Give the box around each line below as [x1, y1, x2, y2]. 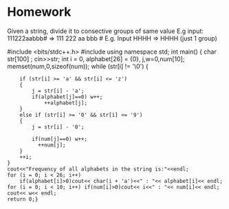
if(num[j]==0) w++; [32, 135, 88, 142]
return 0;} [7, 195, 39, 203]
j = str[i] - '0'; [32, 123, 85, 131]
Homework [7, 4, 72, 20]
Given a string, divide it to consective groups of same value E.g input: [7, 27, 204, 35]
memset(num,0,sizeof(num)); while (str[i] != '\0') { [7, 62, 149, 70]
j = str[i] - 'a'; [32, 87, 85, 94]
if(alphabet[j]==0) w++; [32, 93, 103, 100]
